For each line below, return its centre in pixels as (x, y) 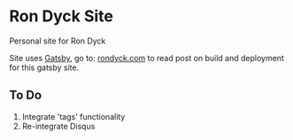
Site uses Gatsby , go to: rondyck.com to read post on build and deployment (147, 58)
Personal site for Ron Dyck (58, 41)
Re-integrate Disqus (58, 126)
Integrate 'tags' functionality (73, 116)
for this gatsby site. (44, 67)
